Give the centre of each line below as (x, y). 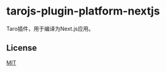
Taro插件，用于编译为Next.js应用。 (50, 28)
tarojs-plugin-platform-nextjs (83, 11)
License (22, 48)
